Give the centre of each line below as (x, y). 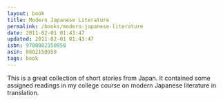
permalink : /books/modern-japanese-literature (75, 26)
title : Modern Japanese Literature (58, 20)
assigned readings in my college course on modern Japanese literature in (112, 85)
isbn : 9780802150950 (37, 45)
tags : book (23, 59)
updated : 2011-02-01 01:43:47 (51, 39)
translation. (23, 92)
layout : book (26, 13)
